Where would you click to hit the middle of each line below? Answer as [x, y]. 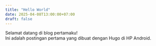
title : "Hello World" [28, 10]
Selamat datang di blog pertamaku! [41, 33]
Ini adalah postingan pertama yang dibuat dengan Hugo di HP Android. [78, 38]
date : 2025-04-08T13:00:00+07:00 [40, 14]
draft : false [19, 19]
